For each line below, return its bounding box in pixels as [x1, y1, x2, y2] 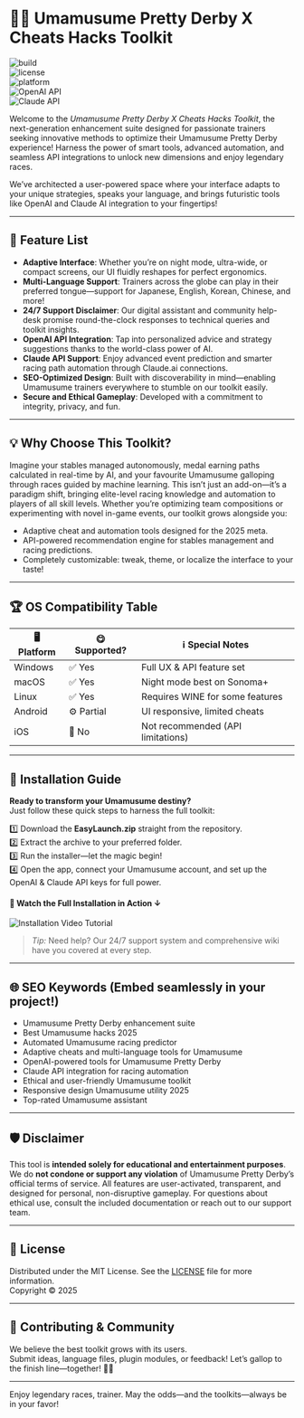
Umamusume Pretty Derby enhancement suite [22, 1017, 196, 1029]
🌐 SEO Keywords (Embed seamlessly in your [9, 979, 266, 995]
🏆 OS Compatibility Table [9, 599, 158, 614]
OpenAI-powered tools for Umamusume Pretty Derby [22, 1056, 222, 1067]
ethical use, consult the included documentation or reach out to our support [9, 1197, 292, 1208]
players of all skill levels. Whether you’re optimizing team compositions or [9, 497, 283, 509]
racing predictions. [22, 544, 93, 555]
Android [14, 705, 48, 718]
